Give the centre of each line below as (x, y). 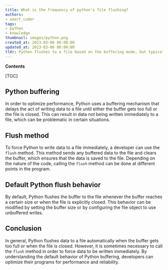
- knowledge (17, 33)
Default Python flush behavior (53, 184)
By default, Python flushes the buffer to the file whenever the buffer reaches (84, 197)
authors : (14, 15)
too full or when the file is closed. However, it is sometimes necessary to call (84, 246)
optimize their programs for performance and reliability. (62, 262)
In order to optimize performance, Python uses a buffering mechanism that (82, 104)
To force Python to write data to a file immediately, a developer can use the (82, 148)
